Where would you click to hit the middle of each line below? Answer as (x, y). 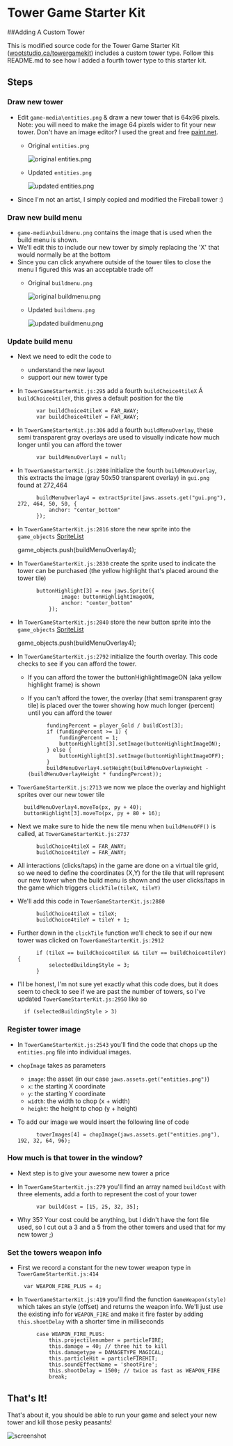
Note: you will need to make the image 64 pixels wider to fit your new (116, 124)
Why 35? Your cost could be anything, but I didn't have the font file (113, 1219)
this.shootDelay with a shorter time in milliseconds (90, 1322)
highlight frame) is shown (64, 685)
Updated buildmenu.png (61, 310)
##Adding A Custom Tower (46, 32)
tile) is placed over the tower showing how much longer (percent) (121, 706)
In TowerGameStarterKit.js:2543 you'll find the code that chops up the (117, 1044)
